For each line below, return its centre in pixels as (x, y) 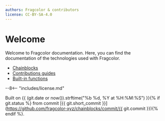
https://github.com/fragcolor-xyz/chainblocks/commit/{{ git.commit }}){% (82, 108)
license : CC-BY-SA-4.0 (29, 14)
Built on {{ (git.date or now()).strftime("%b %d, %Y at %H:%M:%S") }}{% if (83, 98)
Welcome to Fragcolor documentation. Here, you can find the (68, 53)
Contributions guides (34, 73)
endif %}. (15, 114)
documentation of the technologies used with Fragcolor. (63, 58)
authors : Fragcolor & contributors (42, 10)
